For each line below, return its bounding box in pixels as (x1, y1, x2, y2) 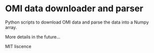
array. (5, 24, 17, 30)
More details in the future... (5, 34, 60, 40)
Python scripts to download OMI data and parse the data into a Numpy (5, 19, 149, 25)
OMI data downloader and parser (5, 3, 144, 14)
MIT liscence (5, 43, 32, 49)
